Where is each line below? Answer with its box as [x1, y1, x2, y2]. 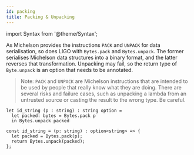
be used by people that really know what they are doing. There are [20, 84, 182, 91]
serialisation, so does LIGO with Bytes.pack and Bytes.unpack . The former [6, 47, 184, 54]
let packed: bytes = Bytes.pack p [11, 112, 96, 119]
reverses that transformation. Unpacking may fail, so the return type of [6, 60, 178, 67]
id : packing [6, 8, 35, 15]
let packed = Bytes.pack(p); [11, 133, 83, 139]
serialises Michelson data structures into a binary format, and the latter [6, 54, 178, 61]
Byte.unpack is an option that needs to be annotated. [6, 66, 133, 73]
